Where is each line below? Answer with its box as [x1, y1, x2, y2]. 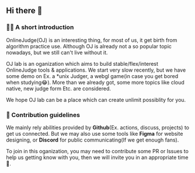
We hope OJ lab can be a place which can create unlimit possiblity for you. [6, 96, 186, 103]
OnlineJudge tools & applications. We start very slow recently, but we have [6, 66, 186, 73]
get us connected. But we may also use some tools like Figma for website [6, 130, 183, 137]
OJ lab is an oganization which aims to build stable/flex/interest [6, 60, 159, 67]
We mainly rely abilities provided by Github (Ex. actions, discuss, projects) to [6, 123, 190, 131]
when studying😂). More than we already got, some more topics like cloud [6, 79, 185, 86]
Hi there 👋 [6, 6, 43, 16]
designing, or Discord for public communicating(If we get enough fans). [6, 136, 179, 143]
